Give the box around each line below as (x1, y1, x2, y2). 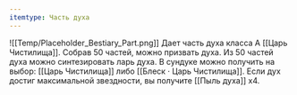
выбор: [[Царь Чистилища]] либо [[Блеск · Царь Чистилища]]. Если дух (9, 66, 282, 76)
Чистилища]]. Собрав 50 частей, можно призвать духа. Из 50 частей (9, 46, 275, 58)
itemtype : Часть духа (9, 12, 90, 22)
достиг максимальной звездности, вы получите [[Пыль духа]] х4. (9, 75, 260, 85)
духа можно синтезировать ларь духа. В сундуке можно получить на (9, 56, 276, 67)
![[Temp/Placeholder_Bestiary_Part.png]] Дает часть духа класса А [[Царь (9, 37, 288, 48)
